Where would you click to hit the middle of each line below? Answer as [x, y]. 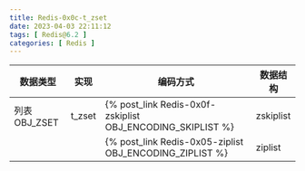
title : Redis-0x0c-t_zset [58, 18]
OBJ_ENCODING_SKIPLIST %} [169, 128]
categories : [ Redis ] [52, 43]
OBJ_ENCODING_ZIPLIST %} [167, 153]
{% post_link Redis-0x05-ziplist [174, 142]
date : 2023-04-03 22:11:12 [60, 26]
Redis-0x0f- [188, 105]
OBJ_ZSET [36, 123]
